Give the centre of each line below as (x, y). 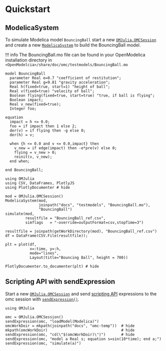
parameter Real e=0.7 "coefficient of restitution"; (66, 78)
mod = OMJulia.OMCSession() (34, 196)
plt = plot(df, (21, 244)
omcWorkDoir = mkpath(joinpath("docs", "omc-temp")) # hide (70, 326)
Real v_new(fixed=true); (35, 104)
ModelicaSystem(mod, (27, 201)
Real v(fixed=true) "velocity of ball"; (52, 91)
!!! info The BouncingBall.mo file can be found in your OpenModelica (75, 55)
